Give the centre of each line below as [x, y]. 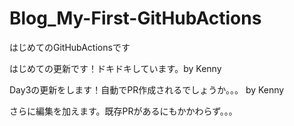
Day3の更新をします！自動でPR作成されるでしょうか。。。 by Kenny [147, 89]
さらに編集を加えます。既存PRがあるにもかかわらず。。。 [123, 111]
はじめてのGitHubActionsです [70, 47]
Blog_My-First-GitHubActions [135, 18]
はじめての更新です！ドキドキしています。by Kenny [115, 68]
